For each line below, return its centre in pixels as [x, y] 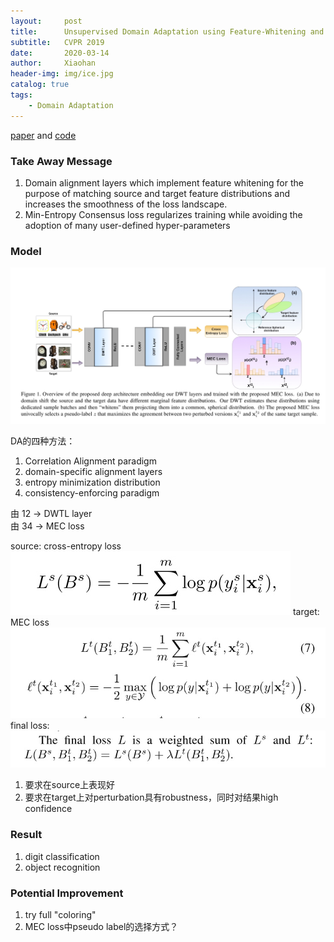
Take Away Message [61, 161]
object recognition [62, 867]
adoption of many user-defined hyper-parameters [127, 225]
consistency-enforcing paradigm [92, 492]
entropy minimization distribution [92, 482]
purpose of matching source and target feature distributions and [157, 193]
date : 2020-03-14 [60, 53]
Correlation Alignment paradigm [90, 461]
